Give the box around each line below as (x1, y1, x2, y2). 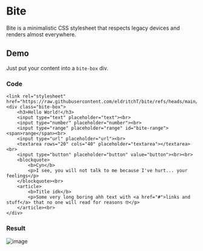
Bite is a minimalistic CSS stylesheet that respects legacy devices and (6, 24, 180, 32)
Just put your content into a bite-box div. (6, 64, 109, 72)
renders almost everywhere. (6, 30, 77, 38)
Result (6, 224, 26, 232)
